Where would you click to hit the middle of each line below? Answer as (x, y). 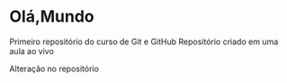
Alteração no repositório (54, 69)
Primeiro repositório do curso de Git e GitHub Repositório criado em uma (144, 41)
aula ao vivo (31, 51)
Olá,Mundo (52, 17)
